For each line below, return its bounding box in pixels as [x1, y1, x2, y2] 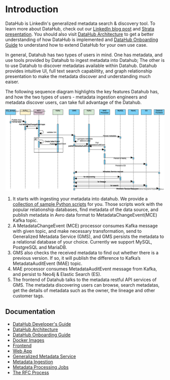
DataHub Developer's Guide [12, 321, 71, 327]
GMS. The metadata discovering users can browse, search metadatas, [12, 282, 160, 288]
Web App [12, 348, 32, 354]
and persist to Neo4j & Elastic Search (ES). [12, 271, 102, 277]
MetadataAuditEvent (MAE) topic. [12, 260, 82, 266]
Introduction [5, 4, 59, 15]
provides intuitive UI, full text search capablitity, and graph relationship [5, 67, 153, 74]
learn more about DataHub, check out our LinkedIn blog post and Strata [5, 25, 154, 31]
